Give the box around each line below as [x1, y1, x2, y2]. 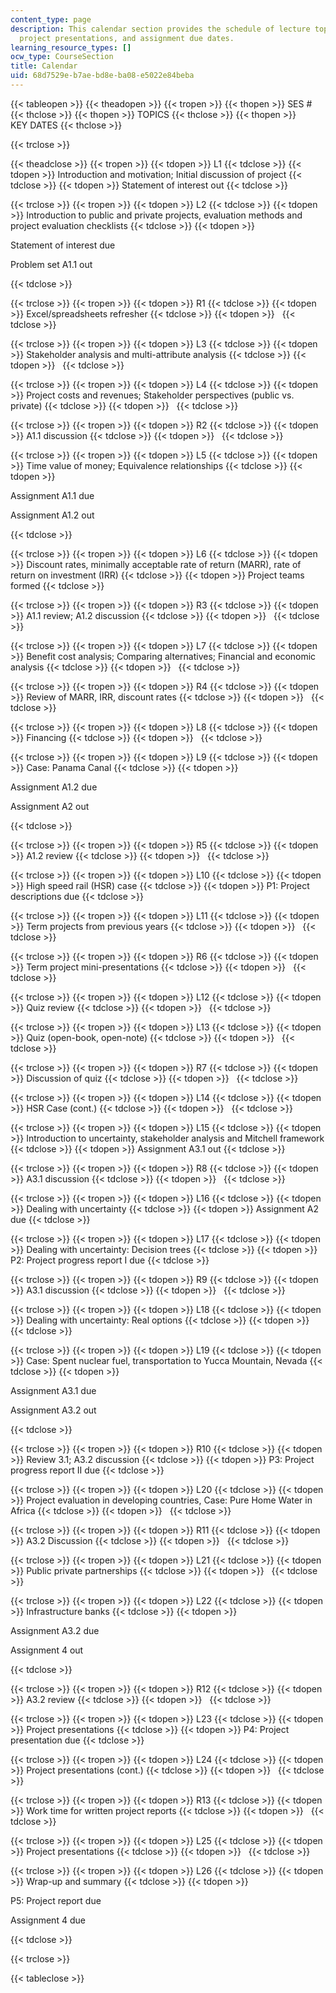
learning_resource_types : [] [10, 42, 132, 53]
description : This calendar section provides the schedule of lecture [10, 24, 311, 34]
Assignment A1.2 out [10, 509, 95, 521]
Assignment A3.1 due [10, 1384, 97, 1396]
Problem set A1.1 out [10, 258, 93, 270]
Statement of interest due [10, 239, 116, 251]
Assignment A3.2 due [10, 1624, 100, 1636]
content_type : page [10, 14, 92, 25]
